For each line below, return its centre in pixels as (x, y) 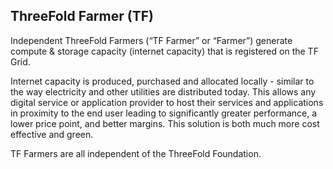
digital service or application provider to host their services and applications (167, 102)
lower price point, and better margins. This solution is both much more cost (165, 123)
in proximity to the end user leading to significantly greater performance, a (164, 113)
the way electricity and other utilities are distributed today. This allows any (163, 91)
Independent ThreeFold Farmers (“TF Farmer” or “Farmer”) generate (151, 40)
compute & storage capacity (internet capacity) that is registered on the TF (164, 51)
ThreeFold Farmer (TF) (82, 16)
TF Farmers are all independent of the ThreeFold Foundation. (136, 153)
